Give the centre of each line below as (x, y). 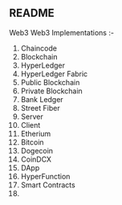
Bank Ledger (42, 99)
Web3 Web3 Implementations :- (62, 32)
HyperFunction (45, 176)
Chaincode (39, 48)
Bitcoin (32, 142)
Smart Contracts (48, 185)
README (32, 13)
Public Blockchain (50, 82)
